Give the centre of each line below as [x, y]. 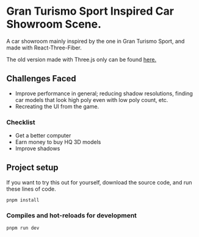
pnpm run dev [23, 228]
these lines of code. [31, 189]
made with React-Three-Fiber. [44, 48]
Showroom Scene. [54, 24]
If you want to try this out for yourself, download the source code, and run [99, 182]
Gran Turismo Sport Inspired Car [90, 11]
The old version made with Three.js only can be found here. [81, 59]
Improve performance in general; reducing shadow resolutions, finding [104, 93]
